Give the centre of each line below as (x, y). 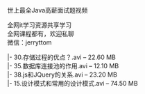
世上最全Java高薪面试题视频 (48, 10)
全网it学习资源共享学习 (39, 25)
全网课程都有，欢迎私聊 (41, 34)
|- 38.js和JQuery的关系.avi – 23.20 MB (62, 75)
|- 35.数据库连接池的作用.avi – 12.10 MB (63, 66)
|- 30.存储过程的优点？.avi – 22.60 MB (62, 57)
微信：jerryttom (29, 42)
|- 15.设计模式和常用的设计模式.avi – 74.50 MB (72, 83)
